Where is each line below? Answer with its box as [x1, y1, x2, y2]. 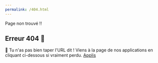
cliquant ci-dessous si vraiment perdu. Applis [5, 52, 96, 58]
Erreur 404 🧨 [5, 34, 45, 43]
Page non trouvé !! [5, 20, 42, 26]
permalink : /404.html [5, 7, 49, 12]
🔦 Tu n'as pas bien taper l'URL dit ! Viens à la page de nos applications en [5, 47, 153, 53]
